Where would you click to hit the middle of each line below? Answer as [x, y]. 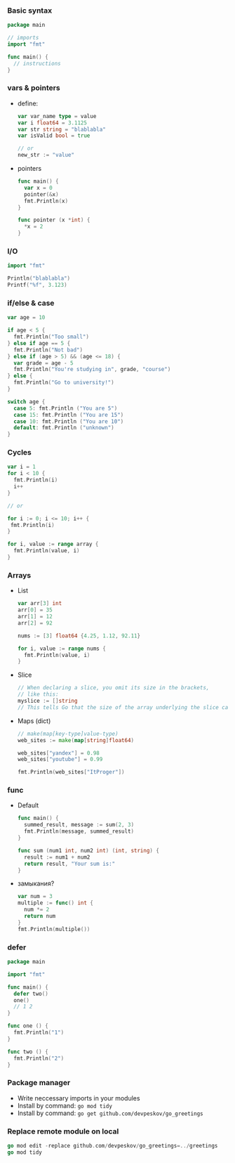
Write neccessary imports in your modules [79, 1098]
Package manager [39, 1083]
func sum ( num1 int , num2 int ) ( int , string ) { [88, 850]
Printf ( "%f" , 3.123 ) [38, 285]
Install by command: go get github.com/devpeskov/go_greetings [110, 1113]
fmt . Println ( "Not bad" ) [48, 350]
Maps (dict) [34, 721]
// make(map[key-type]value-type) [68, 734]
